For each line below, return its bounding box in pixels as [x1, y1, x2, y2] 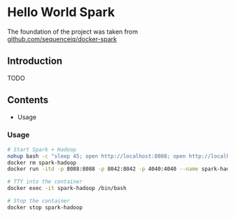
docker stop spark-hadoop [7, 204, 83, 211]
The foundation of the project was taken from [7, 27, 138, 36]
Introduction [7, 55, 63, 67]
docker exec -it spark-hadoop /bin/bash [7, 185, 127, 192]
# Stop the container [7, 198, 71, 205]
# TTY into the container [7, 178, 83, 186]
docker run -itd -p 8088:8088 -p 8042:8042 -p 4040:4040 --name [7, 165, 199, 172]
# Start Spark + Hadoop [7, 146, 77, 153]
